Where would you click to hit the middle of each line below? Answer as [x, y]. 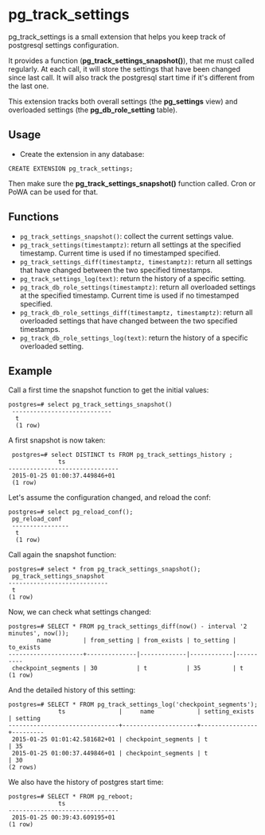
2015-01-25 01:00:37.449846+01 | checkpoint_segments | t [110, 754]
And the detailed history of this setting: [72, 690]
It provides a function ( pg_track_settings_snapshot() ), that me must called [131, 60]
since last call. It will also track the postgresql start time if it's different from [131, 77]
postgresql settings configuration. [64, 45]
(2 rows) [23, 767]
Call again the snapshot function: [62, 555]
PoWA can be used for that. [53, 192]
